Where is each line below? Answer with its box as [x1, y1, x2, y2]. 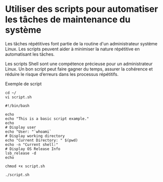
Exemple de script [5, 80, 42, 87]
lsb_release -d [5, 150, 36, 156]
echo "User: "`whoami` [5, 129, 52, 134]
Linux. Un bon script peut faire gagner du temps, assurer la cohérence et [5, 66, 153, 72]
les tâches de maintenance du [5, 14, 130, 25]
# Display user [5, 125, 36, 130]
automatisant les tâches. [5, 51, 55, 57]
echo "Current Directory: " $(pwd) [5, 138, 78, 143]
